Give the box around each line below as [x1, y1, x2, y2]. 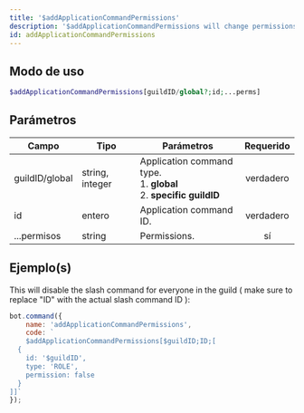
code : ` [25, 328, 54, 338]
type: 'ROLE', [25, 361, 79, 371]
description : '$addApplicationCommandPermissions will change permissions [9, 22, 298, 31]
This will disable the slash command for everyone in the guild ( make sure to [9, 284, 293, 295]
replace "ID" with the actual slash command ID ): [9, 293, 191, 304]
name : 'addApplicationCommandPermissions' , [25, 320, 193, 329]
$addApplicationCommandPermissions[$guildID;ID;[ [25, 337, 217, 346]
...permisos [14, 229, 62, 242]
